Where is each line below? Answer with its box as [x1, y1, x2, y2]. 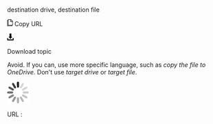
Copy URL [14, 20, 43, 28]
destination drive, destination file [7, 6, 100, 14]
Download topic [7, 48, 52, 56]
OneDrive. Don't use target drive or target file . [7, 68, 137, 76]
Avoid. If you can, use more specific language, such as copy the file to [7, 61, 206, 69]
